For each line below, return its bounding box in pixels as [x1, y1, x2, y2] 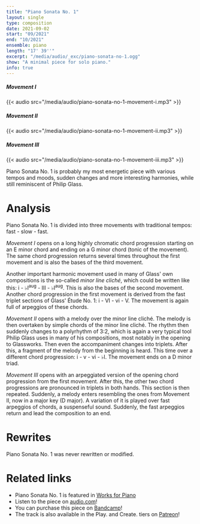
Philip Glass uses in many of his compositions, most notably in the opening [6, 334, 190, 341]
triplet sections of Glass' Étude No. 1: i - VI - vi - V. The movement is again [6, 297, 189, 304]
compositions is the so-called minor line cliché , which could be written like [6, 277, 190, 284]
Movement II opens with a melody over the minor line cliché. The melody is [6, 315, 191, 322]
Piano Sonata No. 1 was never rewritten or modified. [6, 450, 135, 457]
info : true [6, 64, 34, 71]
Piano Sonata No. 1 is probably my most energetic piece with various [6, 168, 175, 175]
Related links [6, 472, 72, 485]
